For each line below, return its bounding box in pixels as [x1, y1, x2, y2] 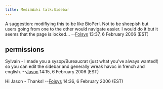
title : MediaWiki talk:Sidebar [5, 7, 70, 12]
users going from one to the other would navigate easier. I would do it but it [5, 26, 158, 32]
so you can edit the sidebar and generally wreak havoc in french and [5, 63, 145, 69]
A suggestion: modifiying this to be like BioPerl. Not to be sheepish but [5, 21, 149, 27]
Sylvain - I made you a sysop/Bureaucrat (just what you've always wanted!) [5, 59, 159, 64]
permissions [5, 45, 44, 54]
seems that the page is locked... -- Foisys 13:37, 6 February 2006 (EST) [5, 31, 149, 37]
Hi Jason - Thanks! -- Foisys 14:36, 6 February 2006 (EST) [5, 78, 123, 84]
